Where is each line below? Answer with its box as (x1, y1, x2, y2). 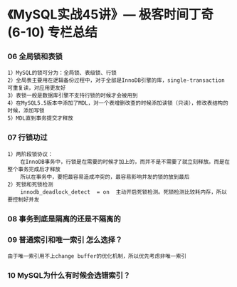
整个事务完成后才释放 (7, 165, 60, 173)
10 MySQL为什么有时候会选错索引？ (7, 270, 131, 280)
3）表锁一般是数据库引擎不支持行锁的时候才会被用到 (7, 92, 138, 100)
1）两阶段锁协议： (7, 150, 53, 157)
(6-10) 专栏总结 (7, 24, 98, 41)
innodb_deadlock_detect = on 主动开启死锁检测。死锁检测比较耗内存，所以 (20, 188, 228, 196)
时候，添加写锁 (7, 108, 45, 115)
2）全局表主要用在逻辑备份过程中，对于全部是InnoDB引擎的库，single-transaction (7, 77, 226, 84)
